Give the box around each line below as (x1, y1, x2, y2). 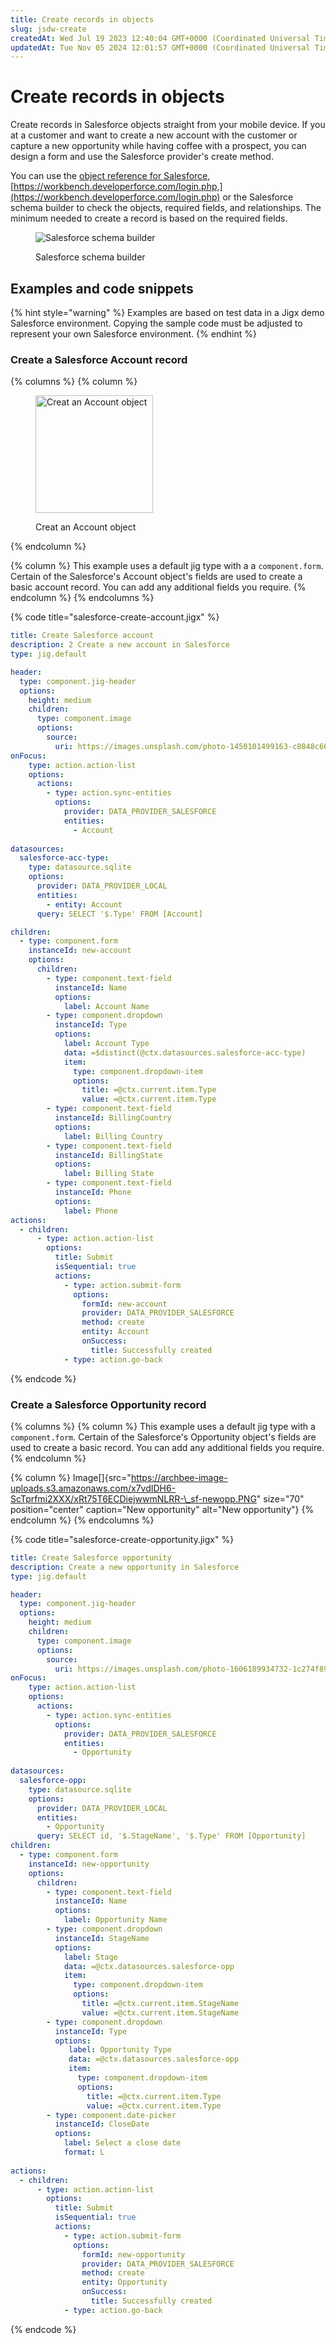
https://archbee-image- (130, 1471, 228, 1483)
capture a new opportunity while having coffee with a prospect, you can (10, 140, 307, 152)
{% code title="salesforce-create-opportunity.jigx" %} (10, 1533, 235, 1545)
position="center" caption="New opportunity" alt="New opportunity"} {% (10, 1503, 315, 1515)
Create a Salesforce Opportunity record (10, 1397, 207, 1411)
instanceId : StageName (54, 1933, 150, 1943)
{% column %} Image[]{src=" (10, 1471, 132, 1483)
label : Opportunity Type (68, 2045, 172, 2055)
